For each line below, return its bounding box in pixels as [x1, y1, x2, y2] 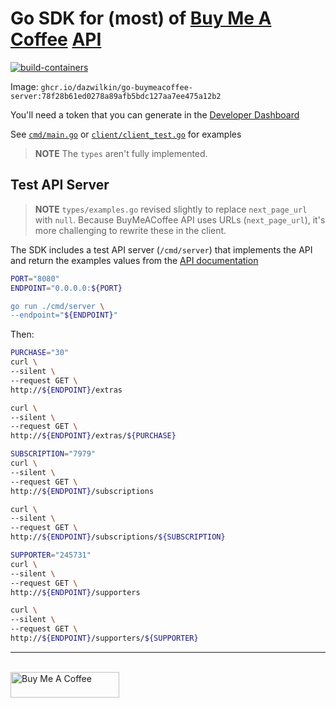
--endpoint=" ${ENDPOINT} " [10, 310, 118, 321]
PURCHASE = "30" [10, 348, 70, 358]
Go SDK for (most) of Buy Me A [10, 7, 272, 30]
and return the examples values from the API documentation [10, 254, 259, 266]
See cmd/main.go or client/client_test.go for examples [10, 128, 242, 140]
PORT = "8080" [10, 273, 60, 284]
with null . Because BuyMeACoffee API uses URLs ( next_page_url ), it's [34, 213, 326, 226]
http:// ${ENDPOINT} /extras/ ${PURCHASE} [10, 431, 177, 441]
